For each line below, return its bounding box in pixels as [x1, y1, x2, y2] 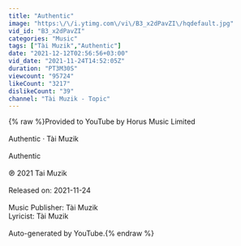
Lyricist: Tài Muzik [8, 211, 69, 221]
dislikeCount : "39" [8, 87, 75, 95]
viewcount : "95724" [8, 72, 75, 80]
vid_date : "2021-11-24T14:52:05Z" [8, 57, 126, 66]
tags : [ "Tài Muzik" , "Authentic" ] [8, 42, 122, 50]
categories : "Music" [8, 34, 79, 43]
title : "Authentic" [8, 11, 75, 20]
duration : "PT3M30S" [8, 65, 79, 73]
